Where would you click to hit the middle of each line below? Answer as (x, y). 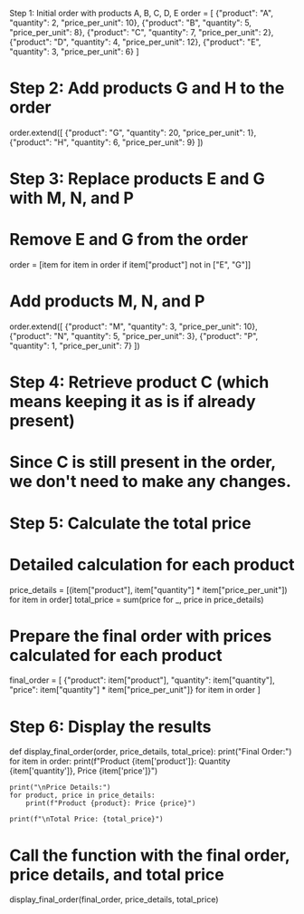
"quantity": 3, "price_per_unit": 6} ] (74, 52)
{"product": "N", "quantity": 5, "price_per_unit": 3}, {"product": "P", (134, 336)
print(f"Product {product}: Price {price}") (111, 803)
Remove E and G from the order (129, 240)
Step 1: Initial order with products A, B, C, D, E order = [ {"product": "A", (142, 13)
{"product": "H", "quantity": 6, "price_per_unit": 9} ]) (106, 142)
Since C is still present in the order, (142, 462)
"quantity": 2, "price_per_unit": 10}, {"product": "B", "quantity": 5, (130, 23)
